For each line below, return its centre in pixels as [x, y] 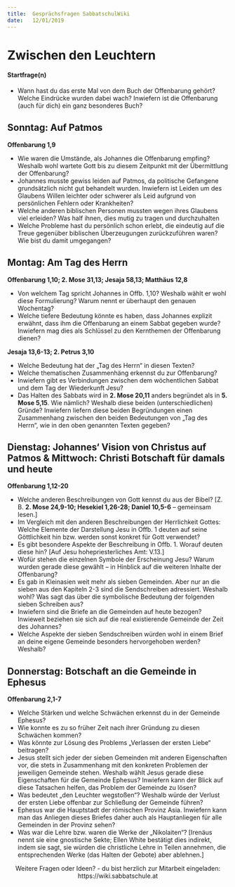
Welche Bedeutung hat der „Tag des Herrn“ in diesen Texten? [106, 365]
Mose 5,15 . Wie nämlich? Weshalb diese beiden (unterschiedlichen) [115, 402]
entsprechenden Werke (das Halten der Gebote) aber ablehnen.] [111, 855]
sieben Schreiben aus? [51, 604]
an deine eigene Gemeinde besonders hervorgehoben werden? [109, 642]
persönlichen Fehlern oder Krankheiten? [75, 203]
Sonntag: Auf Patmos [55, 128]
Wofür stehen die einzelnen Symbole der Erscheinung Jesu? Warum [116, 559]
